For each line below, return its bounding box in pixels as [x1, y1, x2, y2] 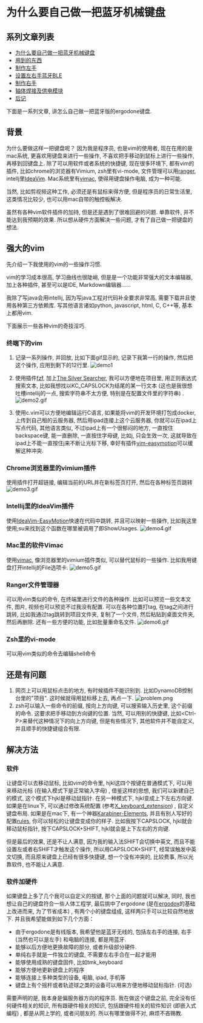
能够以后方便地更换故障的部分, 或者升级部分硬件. [15, 943, 137, 951]
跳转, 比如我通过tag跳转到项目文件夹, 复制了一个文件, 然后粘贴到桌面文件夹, [6, 611, 195, 618]
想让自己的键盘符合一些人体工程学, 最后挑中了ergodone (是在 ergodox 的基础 [6, 900, 196, 907]
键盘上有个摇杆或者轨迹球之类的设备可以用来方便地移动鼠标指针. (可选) [15, 982, 192, 989]
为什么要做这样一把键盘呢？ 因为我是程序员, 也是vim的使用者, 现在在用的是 [6, 144, 193, 152]
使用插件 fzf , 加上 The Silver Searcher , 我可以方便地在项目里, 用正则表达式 [15, 374, 197, 381]
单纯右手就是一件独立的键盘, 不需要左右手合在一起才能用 [15, 951, 156, 958]
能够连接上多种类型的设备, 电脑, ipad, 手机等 [15, 974, 126, 981]
